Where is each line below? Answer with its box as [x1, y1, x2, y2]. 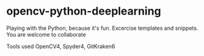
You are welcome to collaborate [6, 30, 87, 38]
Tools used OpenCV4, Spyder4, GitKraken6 [6, 43, 115, 50]
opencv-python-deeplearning [6, 4, 161, 18]
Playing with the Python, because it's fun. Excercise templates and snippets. [6, 24, 199, 32]
